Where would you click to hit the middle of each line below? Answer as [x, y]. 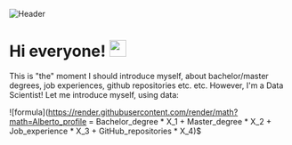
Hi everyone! [58, 51]
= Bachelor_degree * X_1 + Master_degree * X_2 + [180, 121]
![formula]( [29, 112]
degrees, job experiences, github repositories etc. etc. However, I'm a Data [146, 85]
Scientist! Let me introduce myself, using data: [94, 94]
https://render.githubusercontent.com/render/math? [143, 112]
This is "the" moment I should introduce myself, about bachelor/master [139, 76]
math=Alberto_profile [48, 121]
